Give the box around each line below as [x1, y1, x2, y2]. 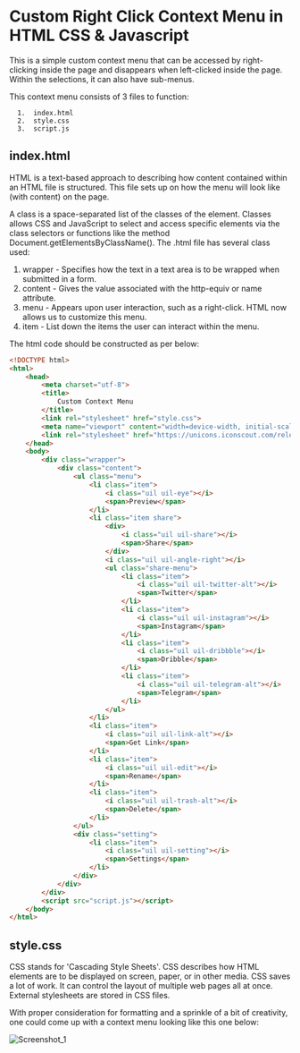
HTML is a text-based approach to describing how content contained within [9, 172, 287, 183]
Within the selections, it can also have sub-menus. [9, 73, 195, 84]
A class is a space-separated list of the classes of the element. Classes [9, 208, 271, 219]
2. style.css [17, 116, 70, 125]
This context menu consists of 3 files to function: [9, 91, 189, 102]
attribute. [21, 293, 56, 303]
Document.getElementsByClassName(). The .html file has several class [9, 237, 271, 248]
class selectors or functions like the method [9, 227, 171, 238]
